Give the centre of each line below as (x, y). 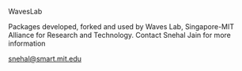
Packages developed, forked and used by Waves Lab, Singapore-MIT (121, 26)
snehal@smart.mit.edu (45, 59)
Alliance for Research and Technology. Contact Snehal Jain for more (119, 35)
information (27, 43)
